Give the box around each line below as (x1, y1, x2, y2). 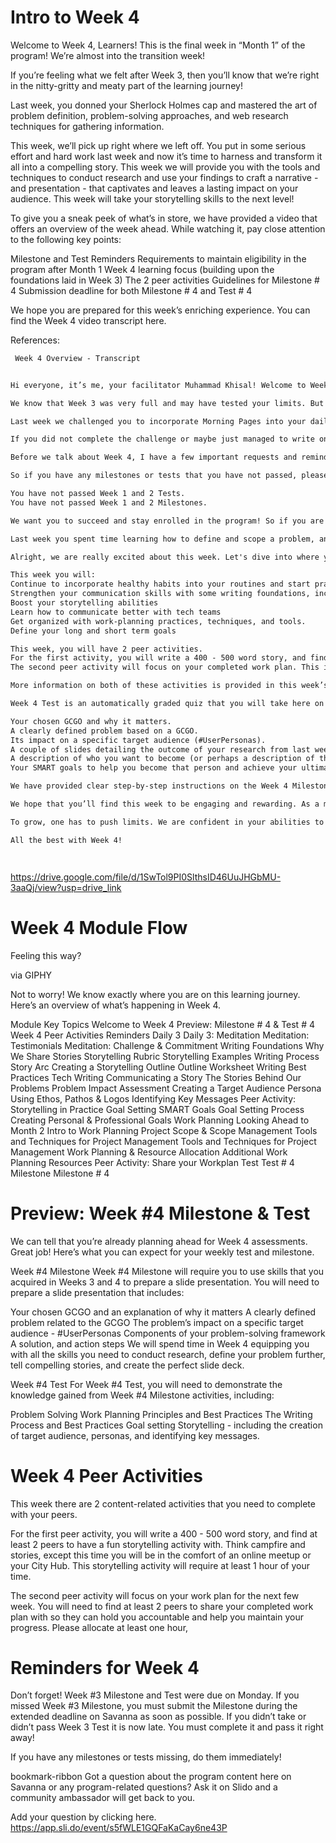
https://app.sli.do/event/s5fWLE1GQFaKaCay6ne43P (10, 1822, 228, 1834)
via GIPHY (10, 969, 53, 981)
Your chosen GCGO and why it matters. (10, 716, 172, 726)
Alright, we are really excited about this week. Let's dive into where (10, 552, 320, 562)
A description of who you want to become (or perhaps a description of (10, 754, 315, 764)
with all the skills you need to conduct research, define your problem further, (10, 1348, 326, 1360)
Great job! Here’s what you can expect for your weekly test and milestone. (10, 1246, 315, 1258)
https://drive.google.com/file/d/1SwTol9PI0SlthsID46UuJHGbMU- (10, 871, 282, 883)
